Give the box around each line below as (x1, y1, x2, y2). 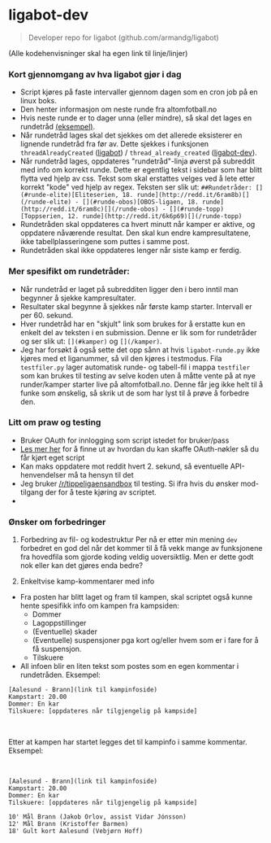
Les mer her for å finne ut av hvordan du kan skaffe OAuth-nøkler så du (19, 443, 260, 453)
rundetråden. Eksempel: (19, 670, 101, 680)
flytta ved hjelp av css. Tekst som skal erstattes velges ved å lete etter (19, 173, 256, 184)
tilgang (19, 487, 44, 497)
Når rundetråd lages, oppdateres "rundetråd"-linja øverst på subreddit (19, 156, 256, 166)
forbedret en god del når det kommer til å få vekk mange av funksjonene (19, 544, 263, 553)
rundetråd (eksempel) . (19, 122, 96, 132)
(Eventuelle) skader (32, 627, 97, 636)
